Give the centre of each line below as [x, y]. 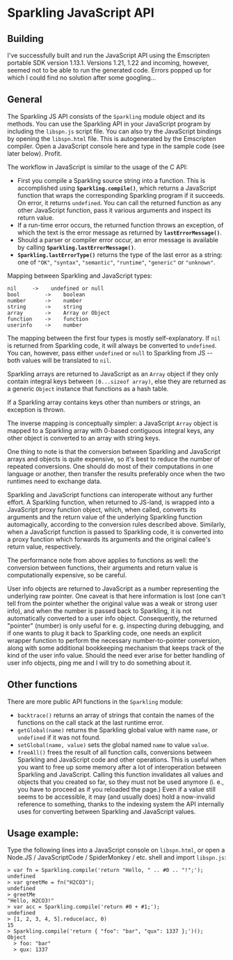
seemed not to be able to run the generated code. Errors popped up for [110, 70]
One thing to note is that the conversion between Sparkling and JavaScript [114, 451]
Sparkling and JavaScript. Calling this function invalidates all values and [120, 774]
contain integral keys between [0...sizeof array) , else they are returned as [116, 381]
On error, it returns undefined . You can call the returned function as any [119, 202]
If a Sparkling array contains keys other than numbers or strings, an [104, 402]
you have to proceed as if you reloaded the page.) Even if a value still [116, 789]
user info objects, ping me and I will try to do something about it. [99, 663]
